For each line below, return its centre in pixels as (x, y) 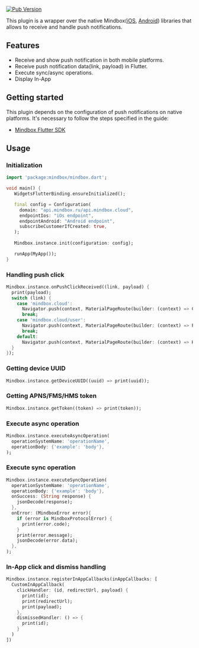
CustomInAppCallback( (38, 585)
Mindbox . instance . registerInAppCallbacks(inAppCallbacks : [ (82, 579)
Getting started (35, 98)
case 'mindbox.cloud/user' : (51, 320)
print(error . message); (45, 535)
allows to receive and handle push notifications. (64, 27)
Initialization (24, 165)
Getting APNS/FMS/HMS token (51, 396)
